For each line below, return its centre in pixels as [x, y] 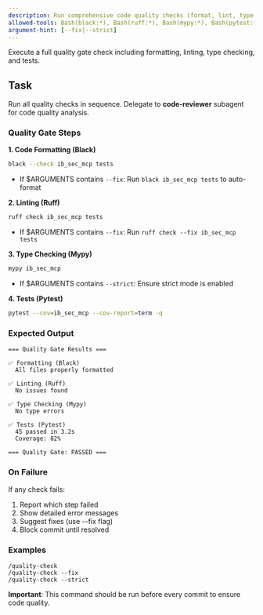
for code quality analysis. [49, 113]
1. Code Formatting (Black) [52, 150]
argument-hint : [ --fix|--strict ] [63, 30]
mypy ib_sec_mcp [34, 269]
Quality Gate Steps [45, 133]
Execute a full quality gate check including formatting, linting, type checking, [131, 53]
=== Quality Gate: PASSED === [58, 453]
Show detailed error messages [69, 513]
